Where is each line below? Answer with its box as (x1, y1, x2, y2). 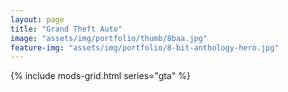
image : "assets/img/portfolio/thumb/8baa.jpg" (10, 33, 208, 43)
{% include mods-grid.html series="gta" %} (10, 70, 191, 82)
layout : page (10, 14, 65, 25)
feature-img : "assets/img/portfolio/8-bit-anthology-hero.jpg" (10, 42, 280, 53)
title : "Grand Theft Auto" (10, 24, 123, 34)
